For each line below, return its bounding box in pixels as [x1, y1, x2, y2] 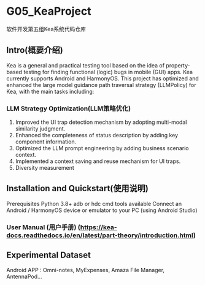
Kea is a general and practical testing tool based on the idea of [6, 61, 164, 69]
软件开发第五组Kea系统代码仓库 [6, 25, 87, 32]
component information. [15, 138, 77, 145]
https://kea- [80, 222, 118, 231]
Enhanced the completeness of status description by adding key [15, 132, 179, 139]
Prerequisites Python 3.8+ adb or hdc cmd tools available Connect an [6, 200, 182, 207]
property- [165, 61, 190, 69]
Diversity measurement [15, 164, 75, 172]
